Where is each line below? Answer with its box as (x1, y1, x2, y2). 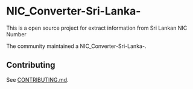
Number (6, 30, 27, 38)
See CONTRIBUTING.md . (6, 76, 69, 83)
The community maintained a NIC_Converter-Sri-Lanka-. (6, 42, 147, 50)
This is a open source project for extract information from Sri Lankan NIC (6, 24, 188, 31)
